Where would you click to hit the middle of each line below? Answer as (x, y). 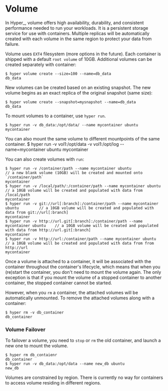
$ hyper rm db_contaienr (31, 355)
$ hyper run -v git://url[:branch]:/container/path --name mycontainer (82, 204)
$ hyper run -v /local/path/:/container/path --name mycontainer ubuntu (83, 186)
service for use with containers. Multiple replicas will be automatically (77, 33)
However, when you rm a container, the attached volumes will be (72, 292)
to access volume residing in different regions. (53, 383)
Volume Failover (25, 329)
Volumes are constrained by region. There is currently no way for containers (84, 377)
